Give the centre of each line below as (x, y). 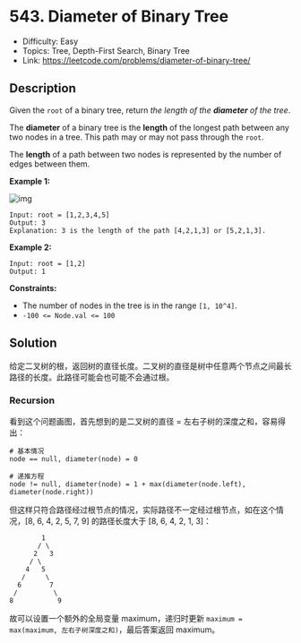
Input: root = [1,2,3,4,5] (60, 215)
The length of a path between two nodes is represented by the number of (146, 154)
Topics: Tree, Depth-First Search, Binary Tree (106, 50)
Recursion (32, 400)
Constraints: (33, 287)
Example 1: (30, 181)
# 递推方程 (27, 476)
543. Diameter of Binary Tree (119, 17)
